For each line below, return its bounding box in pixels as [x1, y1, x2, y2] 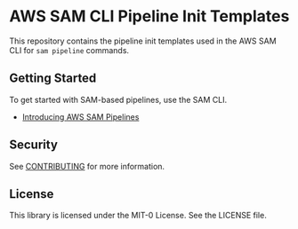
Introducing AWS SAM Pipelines [21, 111, 140, 122]
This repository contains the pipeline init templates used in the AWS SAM [9, 36, 278, 46]
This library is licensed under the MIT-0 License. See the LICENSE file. [9, 210, 267, 221]
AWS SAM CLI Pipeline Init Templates [9, 6, 290, 27]
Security [9, 138, 58, 153]
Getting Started [9, 71, 97, 86]
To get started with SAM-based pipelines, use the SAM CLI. [9, 94, 228, 105]
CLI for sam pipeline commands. [9, 44, 130, 55]
